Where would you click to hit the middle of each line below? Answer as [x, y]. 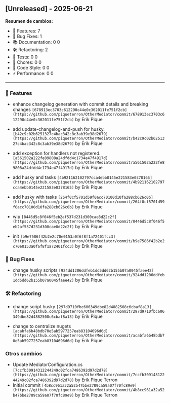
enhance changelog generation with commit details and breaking [80, 104]
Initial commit [27, 385]
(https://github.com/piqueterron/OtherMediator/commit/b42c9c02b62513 [89, 139]
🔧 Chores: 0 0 [27, 62]
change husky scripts [35, 270]
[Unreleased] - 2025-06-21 [49, 9]
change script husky [34, 306]
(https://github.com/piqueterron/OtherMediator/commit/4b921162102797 [89, 182]
